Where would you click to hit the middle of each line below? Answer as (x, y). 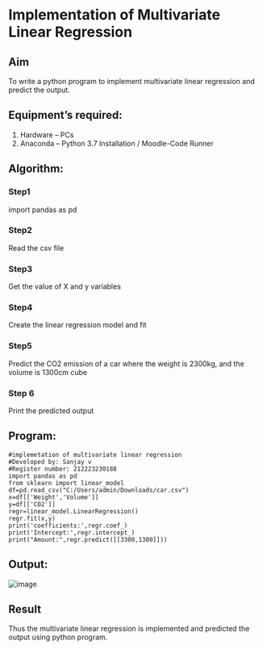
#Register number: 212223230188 (63, 469)
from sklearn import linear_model (67, 483)
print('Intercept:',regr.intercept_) (72, 532)
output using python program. (58, 637)
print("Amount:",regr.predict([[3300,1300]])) (88, 539)
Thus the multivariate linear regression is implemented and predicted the (129, 629)
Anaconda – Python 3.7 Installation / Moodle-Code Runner (117, 143)
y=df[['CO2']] (32, 504)
